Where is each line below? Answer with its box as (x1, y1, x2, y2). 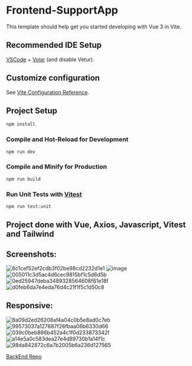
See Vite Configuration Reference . (6, 89, 90, 96)
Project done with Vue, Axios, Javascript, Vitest (6, 220, 186, 230)
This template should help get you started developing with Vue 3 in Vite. (6, 23, 182, 30)
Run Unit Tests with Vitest (6, 190, 82, 198)
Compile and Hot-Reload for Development (6, 135, 129, 143)
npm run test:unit (6, 203, 51, 210)
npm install (6, 122, 35, 128)
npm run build (6, 176, 41, 182)
